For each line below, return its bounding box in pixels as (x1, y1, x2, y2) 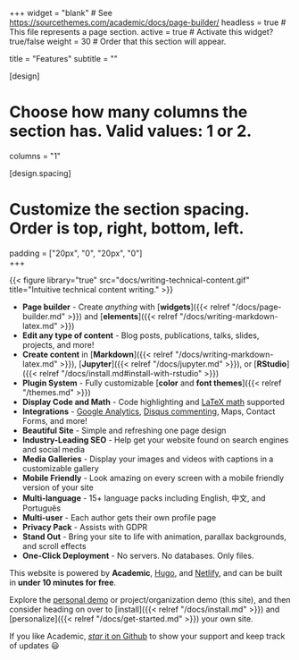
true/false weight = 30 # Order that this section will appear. (9, 36, 227, 47)
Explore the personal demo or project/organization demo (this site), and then (9, 594, 291, 605)
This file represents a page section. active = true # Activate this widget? (9, 27, 274, 37)
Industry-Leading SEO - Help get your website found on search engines (21, 434, 289, 445)
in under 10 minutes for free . (9, 577, 117, 588)
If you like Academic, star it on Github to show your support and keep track (9, 630, 286, 641)
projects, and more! (21, 339, 95, 350)
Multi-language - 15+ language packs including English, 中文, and (21, 492, 266, 503)
